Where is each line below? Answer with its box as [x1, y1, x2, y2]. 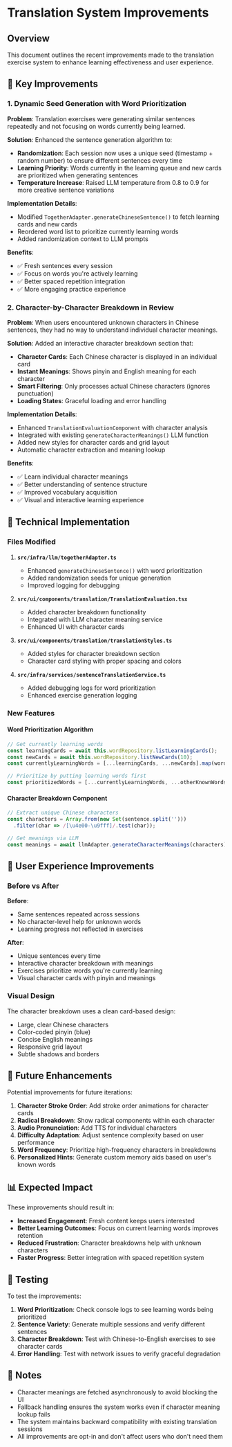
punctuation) [17, 389, 54, 398]
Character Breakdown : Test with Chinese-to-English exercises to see [17, 1335, 216, 1343]
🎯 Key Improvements [7, 78, 99, 90]
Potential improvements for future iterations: [7, 1088, 133, 1097]
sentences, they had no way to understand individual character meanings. [7, 326, 218, 334]
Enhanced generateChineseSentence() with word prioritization [27, 566, 202, 574]
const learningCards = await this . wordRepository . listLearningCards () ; [7, 747, 217, 754]
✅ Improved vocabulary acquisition [17, 488, 117, 496]
